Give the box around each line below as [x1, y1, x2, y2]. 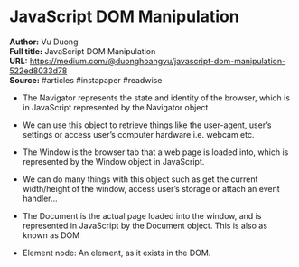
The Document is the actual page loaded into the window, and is [22, 210, 262, 221]
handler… [22, 193, 58, 204]
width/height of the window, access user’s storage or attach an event [22, 183, 280, 194]
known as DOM [22, 229, 80, 241]
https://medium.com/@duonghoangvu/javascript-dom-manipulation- [29, 55, 286, 66]
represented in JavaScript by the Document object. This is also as [22, 220, 268, 231]
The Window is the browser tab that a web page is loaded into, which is [22, 147, 289, 157]
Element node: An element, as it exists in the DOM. [22, 247, 211, 258]
